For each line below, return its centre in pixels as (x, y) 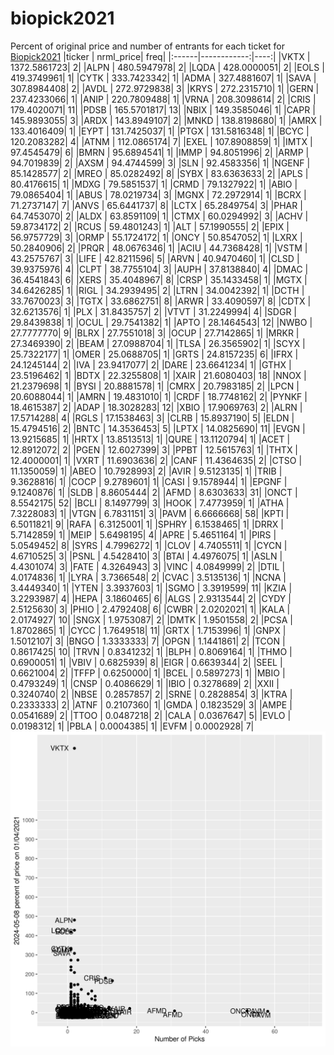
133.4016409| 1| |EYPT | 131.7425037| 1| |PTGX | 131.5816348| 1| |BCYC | (160, 131)
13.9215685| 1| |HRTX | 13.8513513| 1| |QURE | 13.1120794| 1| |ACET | (150, 439)
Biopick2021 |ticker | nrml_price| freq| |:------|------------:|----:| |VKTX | (160, 56)
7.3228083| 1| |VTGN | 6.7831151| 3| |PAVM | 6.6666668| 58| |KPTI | (150, 513)
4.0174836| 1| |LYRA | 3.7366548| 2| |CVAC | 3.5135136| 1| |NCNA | (148, 577)
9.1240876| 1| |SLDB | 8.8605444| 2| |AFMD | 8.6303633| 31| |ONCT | (154, 492)
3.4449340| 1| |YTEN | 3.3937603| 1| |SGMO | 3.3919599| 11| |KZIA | (151, 588)
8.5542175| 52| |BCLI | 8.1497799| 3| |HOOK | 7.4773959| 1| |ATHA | (150, 503)
